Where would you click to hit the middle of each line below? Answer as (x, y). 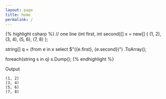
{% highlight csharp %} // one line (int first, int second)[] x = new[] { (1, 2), (83, 34)
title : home (18, 15)
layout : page (19, 10)
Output (13, 69)
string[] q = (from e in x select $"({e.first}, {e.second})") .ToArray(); (76, 49)
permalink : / (19, 19)
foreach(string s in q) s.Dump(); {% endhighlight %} (60, 59)
